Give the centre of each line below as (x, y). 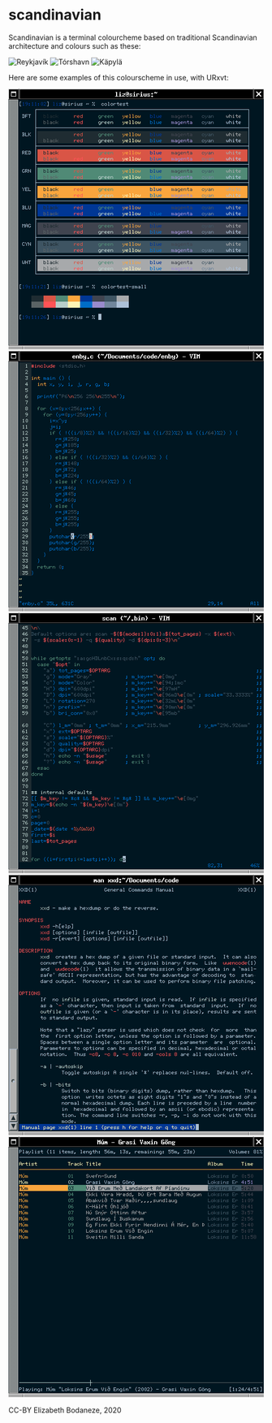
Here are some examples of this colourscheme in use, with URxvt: (119, 77)
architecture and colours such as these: (75, 45)
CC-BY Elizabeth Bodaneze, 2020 (65, 1410)
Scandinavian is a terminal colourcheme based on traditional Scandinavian (133, 37)
